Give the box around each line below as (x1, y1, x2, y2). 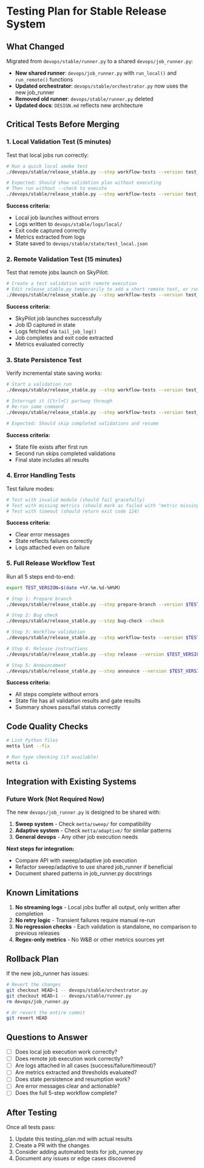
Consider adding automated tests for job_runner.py (15, 1149, 143, 1156)
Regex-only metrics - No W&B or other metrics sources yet (15, 936, 165, 943)
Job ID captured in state (15, 321, 76, 328)
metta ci (6, 760, 29, 766)
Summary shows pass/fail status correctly (15, 704, 121, 711)
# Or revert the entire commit (6, 1009, 86, 1016)
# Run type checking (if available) (6, 754, 99, 760)
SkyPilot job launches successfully (15, 315, 102, 322)
